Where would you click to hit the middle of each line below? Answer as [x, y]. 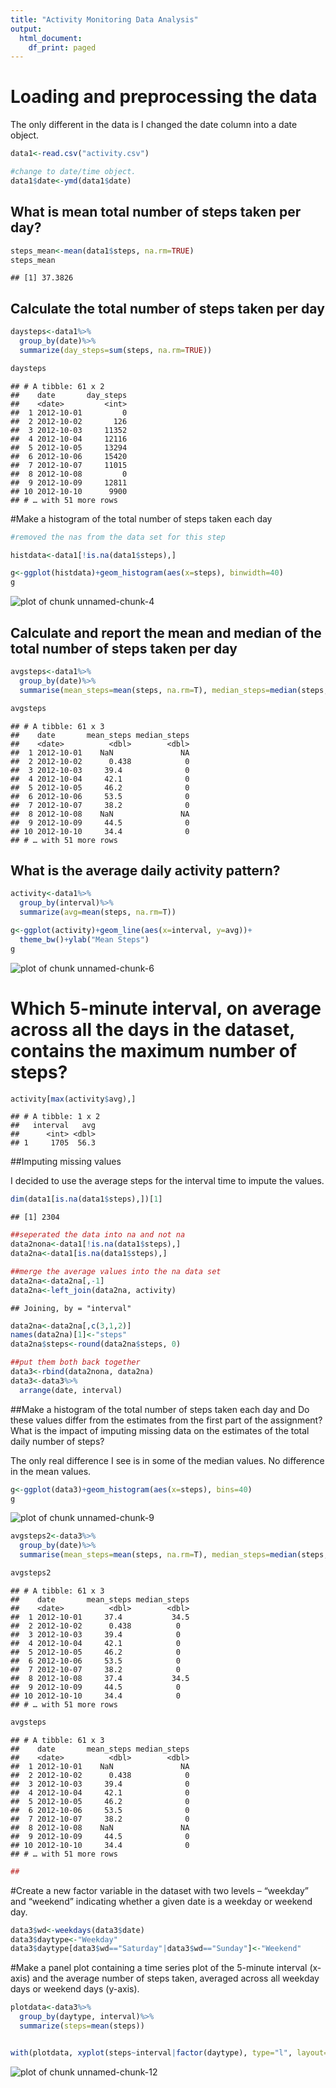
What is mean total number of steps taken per [156, 212]
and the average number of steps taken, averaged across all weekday [176, 1978]
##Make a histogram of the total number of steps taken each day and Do [160, 1409]
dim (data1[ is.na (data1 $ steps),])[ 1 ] [86, 1199]
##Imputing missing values [66, 1162]
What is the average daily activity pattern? [145, 870]
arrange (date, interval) [71, 1390]
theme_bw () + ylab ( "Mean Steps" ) [84, 939]
